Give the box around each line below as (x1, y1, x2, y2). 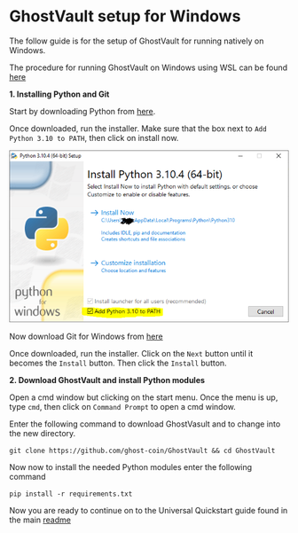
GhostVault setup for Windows (9, 6, 241, 27)
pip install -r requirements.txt (9, 490, 133, 498)
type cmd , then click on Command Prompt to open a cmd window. (9, 402, 237, 412)
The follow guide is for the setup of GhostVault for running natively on (9, 35, 264, 46)
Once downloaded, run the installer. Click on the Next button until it (9, 349, 254, 359)
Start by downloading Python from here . (9, 106, 156, 116)
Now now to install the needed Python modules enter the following (9, 462, 253, 473)
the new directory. (9, 428, 76, 439)
